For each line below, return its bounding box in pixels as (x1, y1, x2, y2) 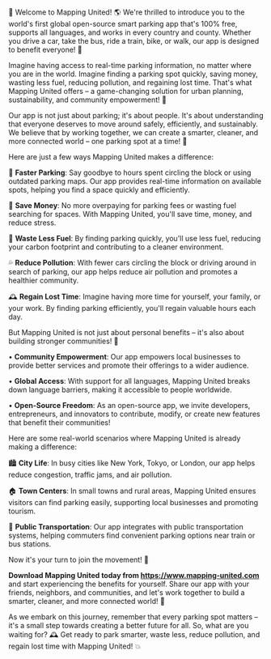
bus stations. (8, 539, 52, 549)
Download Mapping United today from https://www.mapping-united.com (8, 571, 260, 580)
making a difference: (8, 442, 77, 452)
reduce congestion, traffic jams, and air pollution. (8, 470, 172, 479)
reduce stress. (8, 218, 57, 227)
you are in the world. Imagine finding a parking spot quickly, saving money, (8, 69, 259, 79)
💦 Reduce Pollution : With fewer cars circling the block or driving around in (8, 258, 256, 267)
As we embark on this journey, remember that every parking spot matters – (8, 612, 259, 622)
